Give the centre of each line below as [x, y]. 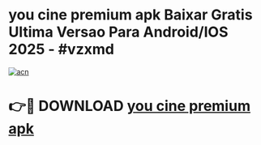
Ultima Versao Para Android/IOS [118, 32]
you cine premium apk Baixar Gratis [130, 15]
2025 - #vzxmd [62, 49]
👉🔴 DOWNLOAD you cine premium [130, 106]
